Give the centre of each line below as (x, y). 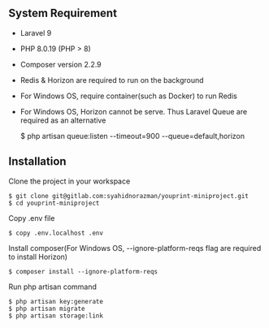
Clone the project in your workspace (69, 181)
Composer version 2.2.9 (61, 64)
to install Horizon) (38, 257)
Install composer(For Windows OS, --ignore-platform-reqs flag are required (135, 248)
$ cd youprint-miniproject (54, 203)
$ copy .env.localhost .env (56, 233)
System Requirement (63, 13)
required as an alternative (63, 120)
